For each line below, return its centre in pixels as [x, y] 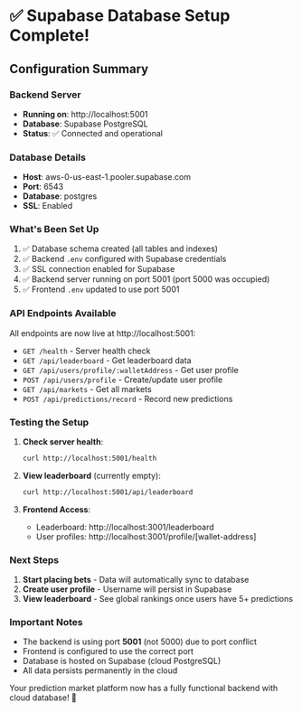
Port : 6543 [43, 187]
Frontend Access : [57, 509]
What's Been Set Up [54, 230]
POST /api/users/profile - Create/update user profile [123, 379]
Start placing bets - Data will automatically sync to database [136, 580]
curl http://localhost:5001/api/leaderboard [108, 492]
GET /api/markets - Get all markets [87, 389]
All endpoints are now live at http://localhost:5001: [103, 333]
